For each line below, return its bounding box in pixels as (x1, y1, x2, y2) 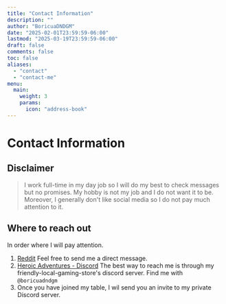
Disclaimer (7, 163, 54, 174)
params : (19, 100, 41, 106)
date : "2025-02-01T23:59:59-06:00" (7, 29, 109, 36)
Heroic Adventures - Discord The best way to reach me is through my (16, 261, 214, 270)
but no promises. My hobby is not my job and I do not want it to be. (23, 188, 214, 196)
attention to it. (23, 202, 64, 211)
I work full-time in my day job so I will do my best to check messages (23, 180, 220, 189)
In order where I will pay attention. (7, 241, 104, 249)
